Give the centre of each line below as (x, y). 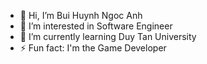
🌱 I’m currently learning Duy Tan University (108, 36)
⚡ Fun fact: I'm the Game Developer (93, 48)
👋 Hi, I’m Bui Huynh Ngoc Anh (81, 15)
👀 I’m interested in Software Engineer (96, 26)
